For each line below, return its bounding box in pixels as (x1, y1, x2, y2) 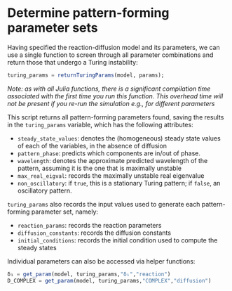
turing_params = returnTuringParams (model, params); (7, 72, 165, 79)
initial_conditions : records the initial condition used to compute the (17, 235, 218, 244)
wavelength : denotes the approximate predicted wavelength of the (17, 156, 208, 164)
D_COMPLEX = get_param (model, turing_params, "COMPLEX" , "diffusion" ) (7, 277, 212, 284)
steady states (17, 243, 57, 252)
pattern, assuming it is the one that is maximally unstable (17, 164, 182, 172)
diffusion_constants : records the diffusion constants (17, 228, 172, 237)
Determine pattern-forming (7, 5, 170, 21)
